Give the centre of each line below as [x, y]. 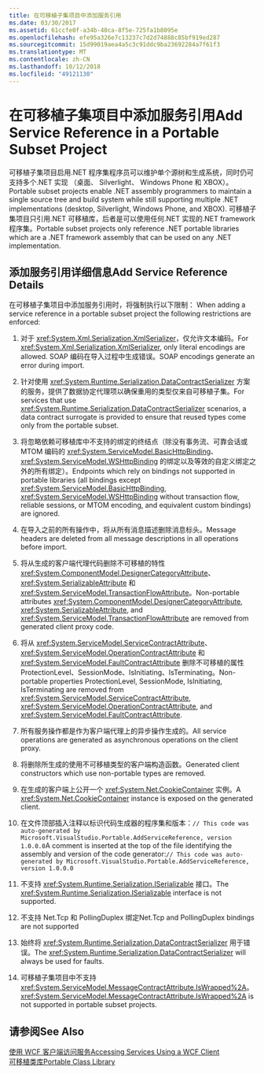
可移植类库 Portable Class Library [62, 1062]
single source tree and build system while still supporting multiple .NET [124, 199]
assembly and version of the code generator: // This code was [121, 854]
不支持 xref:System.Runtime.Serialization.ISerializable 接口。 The [125, 884]
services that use [48, 400]
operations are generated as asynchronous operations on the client [129, 740]
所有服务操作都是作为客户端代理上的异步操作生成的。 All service [123, 731]
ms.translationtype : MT [48, 52]
